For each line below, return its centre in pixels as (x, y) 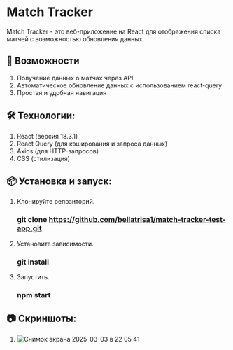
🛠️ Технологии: (41, 116)
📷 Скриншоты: (42, 319)
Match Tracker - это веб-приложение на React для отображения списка (114, 31)
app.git (29, 228)
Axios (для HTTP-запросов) (58, 150)
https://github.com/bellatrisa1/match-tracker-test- (137, 220)
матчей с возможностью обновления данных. (76, 38)
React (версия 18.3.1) (47, 136)
